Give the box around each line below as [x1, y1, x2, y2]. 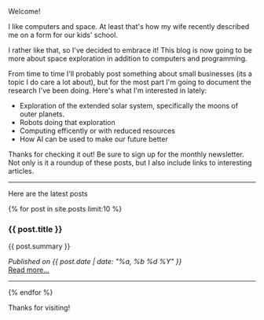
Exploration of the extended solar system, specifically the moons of [19, 101, 238, 110]
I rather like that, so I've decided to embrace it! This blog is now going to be [8, 46, 253, 54]
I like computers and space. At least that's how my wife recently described [8, 22, 250, 31]
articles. [8, 167, 35, 175]
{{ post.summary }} [8, 241, 71, 251]
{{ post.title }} [8, 223, 63, 234]
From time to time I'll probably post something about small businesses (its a [8, 69, 253, 78]
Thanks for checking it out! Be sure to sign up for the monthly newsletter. [8, 149, 245, 159]
